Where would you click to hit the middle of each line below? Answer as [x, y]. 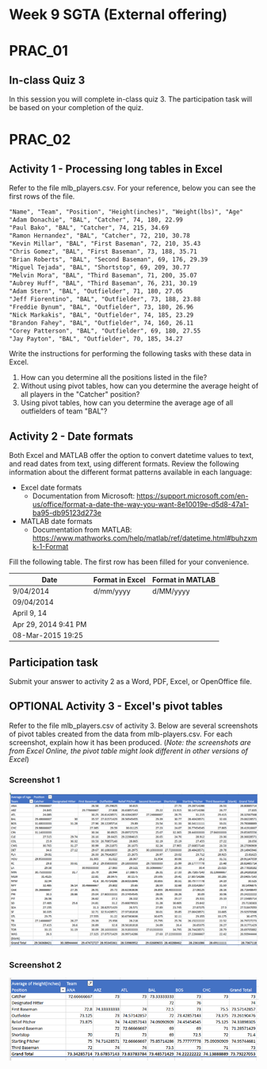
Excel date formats [51, 487]
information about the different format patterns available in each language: [131, 472]
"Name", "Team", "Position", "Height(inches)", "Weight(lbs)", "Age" [126, 212]
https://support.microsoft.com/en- [193, 496]
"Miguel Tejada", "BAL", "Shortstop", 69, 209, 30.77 [100, 267]
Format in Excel [119, 579]
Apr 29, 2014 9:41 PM [50, 624]
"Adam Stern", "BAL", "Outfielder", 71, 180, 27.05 [96, 291]
